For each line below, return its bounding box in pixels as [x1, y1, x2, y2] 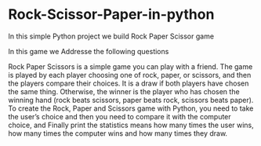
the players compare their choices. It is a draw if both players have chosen [8, 78, 249, 88]
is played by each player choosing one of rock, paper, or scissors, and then [8, 70, 252, 79]
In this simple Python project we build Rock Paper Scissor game [8, 31, 214, 41]
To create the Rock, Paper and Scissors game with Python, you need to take [8, 104, 254, 113]
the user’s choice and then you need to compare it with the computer [8, 111, 231, 121]
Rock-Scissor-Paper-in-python [8, 5, 215, 24]
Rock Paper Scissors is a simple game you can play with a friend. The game [8, 61, 253, 71]
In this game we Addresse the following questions [8, 46, 169, 56]
